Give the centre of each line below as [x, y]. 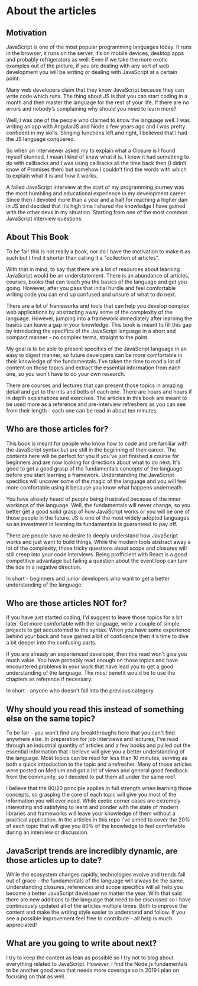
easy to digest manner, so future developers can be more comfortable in [94, 355]
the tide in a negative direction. [44, 567]
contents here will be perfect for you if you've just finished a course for [92, 456]
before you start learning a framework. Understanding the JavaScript [90, 475]
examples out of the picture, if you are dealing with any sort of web [88, 66]
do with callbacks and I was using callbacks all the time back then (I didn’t [96, 163]
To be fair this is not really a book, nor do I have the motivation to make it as [98, 251]
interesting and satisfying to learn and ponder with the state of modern [92, 807]
